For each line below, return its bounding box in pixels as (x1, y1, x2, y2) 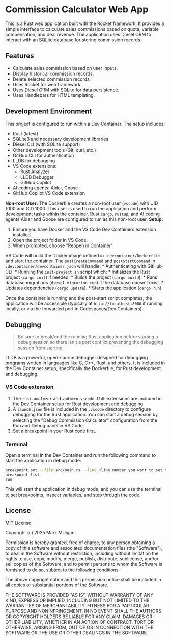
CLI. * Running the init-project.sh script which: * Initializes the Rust (5, 268, 150, 275)
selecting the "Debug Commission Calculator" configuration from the (12, 417, 158, 423)
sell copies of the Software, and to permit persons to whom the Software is (5, 561, 163, 568)
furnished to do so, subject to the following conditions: (5, 567, 120, 573)
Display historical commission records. (12, 70, 94, 77)
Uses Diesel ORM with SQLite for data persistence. (12, 87, 120, 93)
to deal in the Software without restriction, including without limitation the (5, 550, 159, 557)
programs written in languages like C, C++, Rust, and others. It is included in (5, 360, 165, 366)
